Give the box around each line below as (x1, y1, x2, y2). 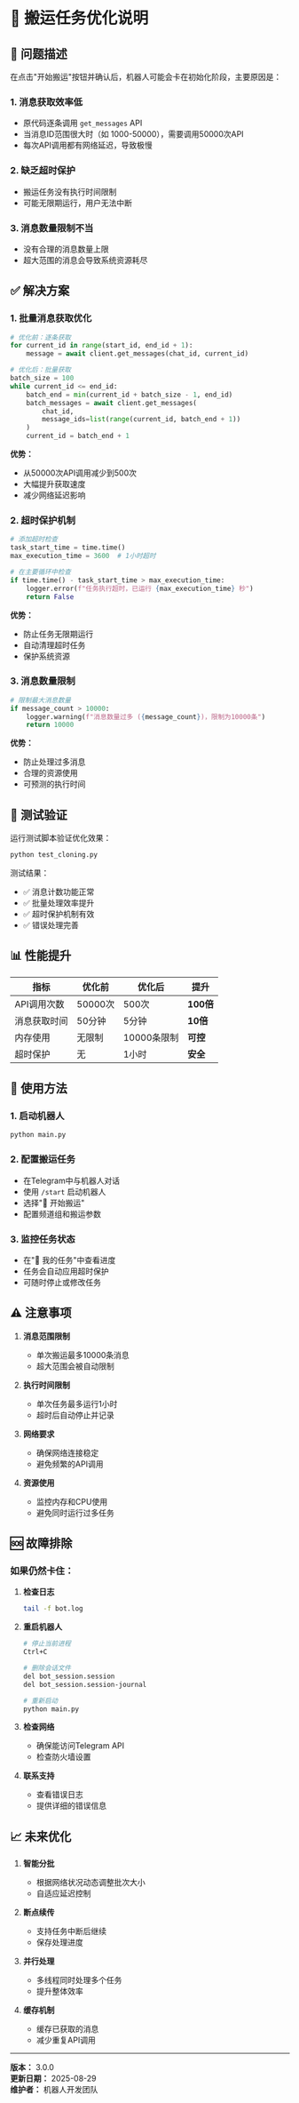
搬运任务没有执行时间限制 (22, 186, 117, 196)
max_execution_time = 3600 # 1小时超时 (10, 552, 156, 561)
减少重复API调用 (35, 2035, 96, 2045)
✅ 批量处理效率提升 (22, 897, 95, 908)
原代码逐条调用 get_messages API (22, 117, 143, 129)
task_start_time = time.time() (10, 543, 126, 552)
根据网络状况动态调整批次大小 (35, 1877, 146, 1888)
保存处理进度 (35, 1937, 83, 1947)
